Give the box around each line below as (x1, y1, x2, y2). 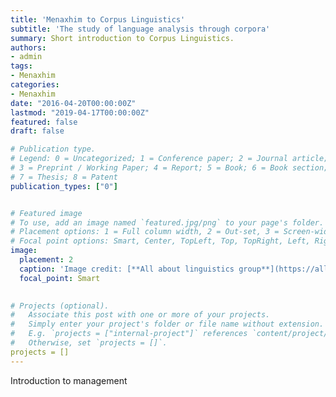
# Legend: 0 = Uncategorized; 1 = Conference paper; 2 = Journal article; (10, 154, 329, 164)
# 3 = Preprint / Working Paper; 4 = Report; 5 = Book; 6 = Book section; (10, 163, 329, 173)
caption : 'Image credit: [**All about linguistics (19, 264, 235, 274)
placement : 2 (19, 255, 74, 265)
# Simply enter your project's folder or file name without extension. (10, 319, 325, 330)
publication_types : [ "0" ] (10, 181, 118, 191)
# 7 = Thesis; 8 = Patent (10, 172, 118, 182)
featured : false (10, 117, 78, 127)
